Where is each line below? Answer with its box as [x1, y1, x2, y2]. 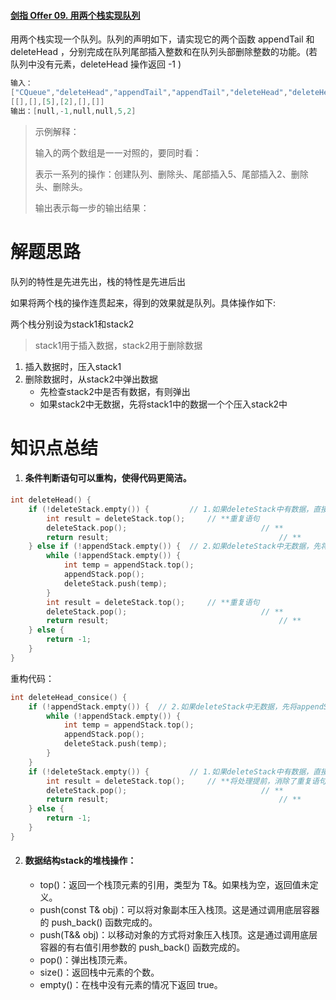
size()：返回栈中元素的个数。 [39, 966, 160, 978]
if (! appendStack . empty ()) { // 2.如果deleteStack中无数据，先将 [28, 701, 297, 712]
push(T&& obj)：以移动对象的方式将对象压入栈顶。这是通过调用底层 [39, 928, 318, 940]
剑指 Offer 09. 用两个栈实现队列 [10, 9, 141, 21]
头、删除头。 [34, 180, 88, 192]
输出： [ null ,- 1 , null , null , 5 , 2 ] [10, 106, 137, 116]
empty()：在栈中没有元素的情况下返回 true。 [39, 978, 223, 990]
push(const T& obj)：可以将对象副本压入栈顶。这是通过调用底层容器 [39, 903, 320, 915]
